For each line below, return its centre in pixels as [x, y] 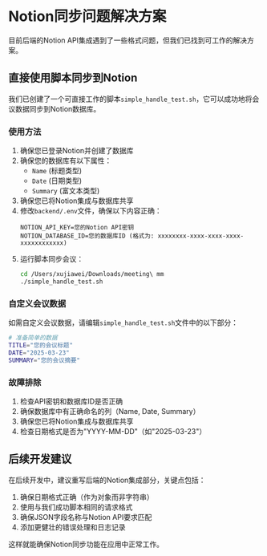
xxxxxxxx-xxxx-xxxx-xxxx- [201, 236]
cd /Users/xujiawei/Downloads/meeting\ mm [92, 274]
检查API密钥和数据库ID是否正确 [71, 401]
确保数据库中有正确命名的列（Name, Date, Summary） [110, 411]
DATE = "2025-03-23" [39, 353]
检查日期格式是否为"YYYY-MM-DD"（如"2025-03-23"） [113, 431]
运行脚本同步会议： [52, 259]
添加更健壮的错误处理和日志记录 [73, 527]
